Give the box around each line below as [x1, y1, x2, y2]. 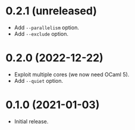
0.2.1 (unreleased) [5, 4, 98, 18]
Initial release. [14, 117, 49, 125]
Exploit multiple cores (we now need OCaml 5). [14, 70, 130, 78]
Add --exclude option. [14, 30, 69, 37]
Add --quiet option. [14, 77, 64, 84]
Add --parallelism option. [14, 24, 80, 31]
